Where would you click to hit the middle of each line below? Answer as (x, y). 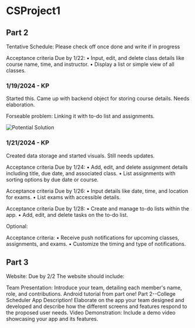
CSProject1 (33, 11)
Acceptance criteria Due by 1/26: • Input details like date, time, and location (97, 191)
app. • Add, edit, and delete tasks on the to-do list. (67, 215)
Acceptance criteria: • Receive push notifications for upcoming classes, (93, 237)
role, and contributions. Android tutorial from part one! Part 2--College (91, 294)
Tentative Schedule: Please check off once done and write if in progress (93, 46)
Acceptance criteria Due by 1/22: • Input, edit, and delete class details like (95, 58)
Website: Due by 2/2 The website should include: (65, 276)
